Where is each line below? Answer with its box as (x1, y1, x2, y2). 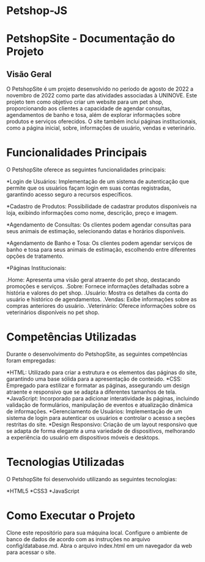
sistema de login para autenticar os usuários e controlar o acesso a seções (6, 414, 196, 422)
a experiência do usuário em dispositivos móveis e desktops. (6, 434, 160, 441)
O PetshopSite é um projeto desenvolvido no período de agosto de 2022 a (6, 85, 194, 92)
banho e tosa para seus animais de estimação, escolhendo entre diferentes (6, 246, 196, 253)
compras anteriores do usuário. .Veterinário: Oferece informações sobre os (6, 302, 196, 310)
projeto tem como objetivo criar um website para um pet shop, (6, 99, 164, 106)
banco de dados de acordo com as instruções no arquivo (6, 535, 151, 542)
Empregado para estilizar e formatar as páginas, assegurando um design (6, 382, 190, 389)
